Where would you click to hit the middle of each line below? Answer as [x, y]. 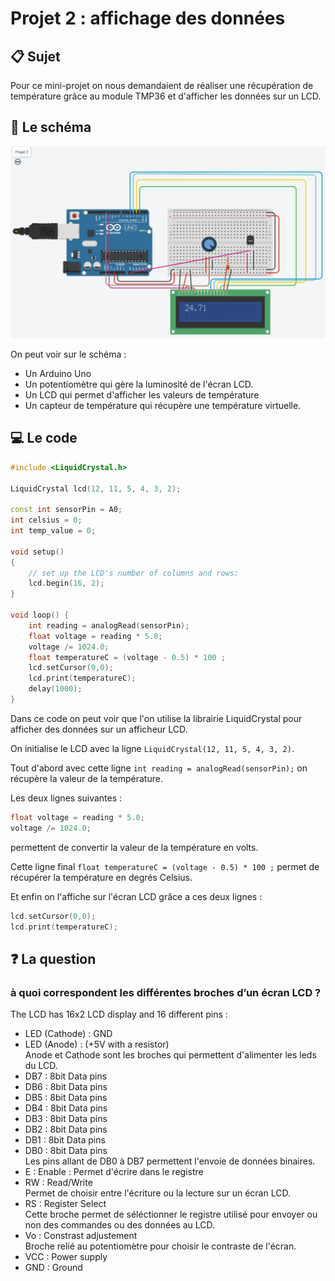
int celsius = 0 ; [46, 520]
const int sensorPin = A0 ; [66, 510]
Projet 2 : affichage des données [148, 18]
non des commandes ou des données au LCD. [120, 1225]
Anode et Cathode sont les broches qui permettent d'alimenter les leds [170, 1055]
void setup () [37, 552]
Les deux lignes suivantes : [66, 798]
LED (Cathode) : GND [68, 1034]
